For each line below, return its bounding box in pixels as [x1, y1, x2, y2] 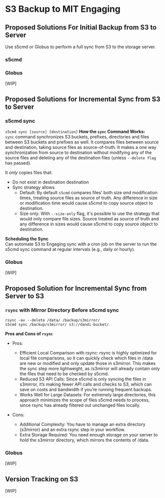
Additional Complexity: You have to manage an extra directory [19, 421, 146, 427]
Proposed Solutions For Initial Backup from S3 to [5, 23, 157, 32]
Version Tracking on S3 [5, 475, 78, 483]
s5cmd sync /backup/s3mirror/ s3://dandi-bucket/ [5, 322, 109, 327]
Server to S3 [5, 292, 44, 300]
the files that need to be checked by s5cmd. [19, 371, 109, 377]
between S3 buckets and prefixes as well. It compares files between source [5, 139, 159, 145]
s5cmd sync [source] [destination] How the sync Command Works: [5, 128, 145, 134]
